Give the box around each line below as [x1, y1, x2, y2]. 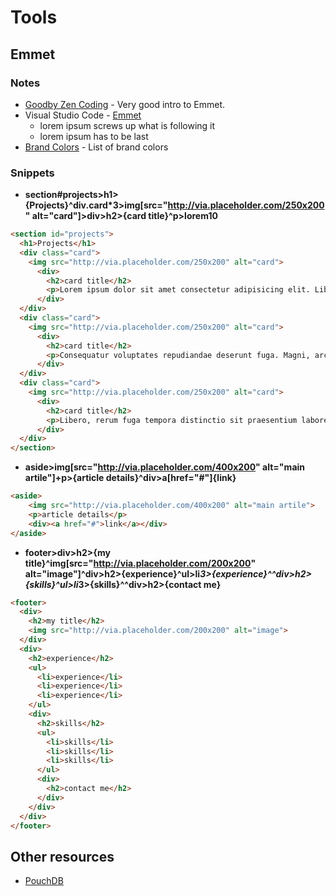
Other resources [10, 848, 115, 865]
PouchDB [24, 875, 64, 887]
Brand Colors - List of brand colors [24, 141, 169, 153]
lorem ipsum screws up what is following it [39, 119, 216, 131]
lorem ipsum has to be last [39, 130, 149, 142]
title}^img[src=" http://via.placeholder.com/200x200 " [24, 557, 257, 569]
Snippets [10, 166, 55, 180]
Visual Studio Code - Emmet [24, 109, 142, 121]
